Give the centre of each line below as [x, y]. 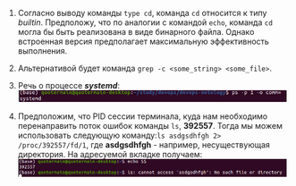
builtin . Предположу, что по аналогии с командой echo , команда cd [145, 22]
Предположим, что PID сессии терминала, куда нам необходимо [143, 116]
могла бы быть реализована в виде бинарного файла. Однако [136, 32]
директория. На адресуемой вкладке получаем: [110, 154]
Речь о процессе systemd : [69, 85]
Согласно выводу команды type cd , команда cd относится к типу [142, 13]
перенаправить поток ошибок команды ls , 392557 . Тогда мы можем [150, 125]
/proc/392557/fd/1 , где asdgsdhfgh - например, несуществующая [144, 144]
